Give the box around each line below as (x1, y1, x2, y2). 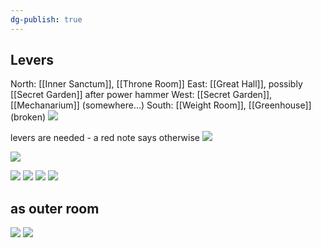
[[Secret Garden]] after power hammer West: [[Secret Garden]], (10, 89, 273, 101)
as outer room (10, 200, 100, 217)
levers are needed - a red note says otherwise (10, 132, 201, 144)
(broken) (10, 111, 47, 123)
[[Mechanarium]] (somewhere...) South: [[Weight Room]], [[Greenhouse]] (10, 99, 312, 111)
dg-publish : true (10, 14, 83, 25)
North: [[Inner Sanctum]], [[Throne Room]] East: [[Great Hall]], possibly (10, 78, 303, 90)
